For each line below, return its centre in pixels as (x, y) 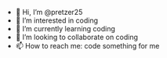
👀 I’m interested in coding (57, 20)
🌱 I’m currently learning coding (65, 29)
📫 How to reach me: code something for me (87, 46)
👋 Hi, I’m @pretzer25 (49, 12)
